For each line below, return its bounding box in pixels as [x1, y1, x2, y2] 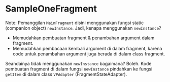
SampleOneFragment [5, 3, 97, 15]
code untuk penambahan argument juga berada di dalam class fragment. [12, 51, 165, 57]
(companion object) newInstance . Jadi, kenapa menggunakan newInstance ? [5, 25, 161, 31]
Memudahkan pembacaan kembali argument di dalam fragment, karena [12, 45, 162, 51]
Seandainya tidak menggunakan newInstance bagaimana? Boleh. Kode [5, 60, 152, 66]
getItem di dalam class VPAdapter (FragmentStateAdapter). [5, 71, 127, 77]
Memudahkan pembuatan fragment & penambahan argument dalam [12, 35, 155, 41]
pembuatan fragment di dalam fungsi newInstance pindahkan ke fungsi [5, 66, 153, 72]
